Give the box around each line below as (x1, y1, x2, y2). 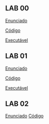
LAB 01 (5, 52, 28, 60)
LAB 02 (5, 100, 29, 108)
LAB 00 (5, 4, 29, 13)
